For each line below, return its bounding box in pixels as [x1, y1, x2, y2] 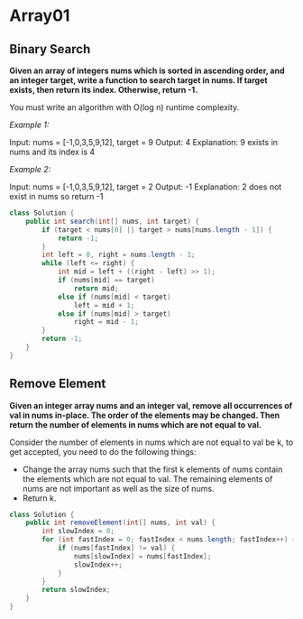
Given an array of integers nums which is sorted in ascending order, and [9, 65, 286, 76]
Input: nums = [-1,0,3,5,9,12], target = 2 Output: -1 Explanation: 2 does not [9, 181, 282, 192]
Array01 [9, 5, 70, 26]
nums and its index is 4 [9, 146, 96, 157]
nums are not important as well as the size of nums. [22, 483, 215, 494]
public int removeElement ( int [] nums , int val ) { [25, 518, 216, 528]
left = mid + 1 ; [73, 300, 135, 309]
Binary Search [9, 42, 91, 57]
